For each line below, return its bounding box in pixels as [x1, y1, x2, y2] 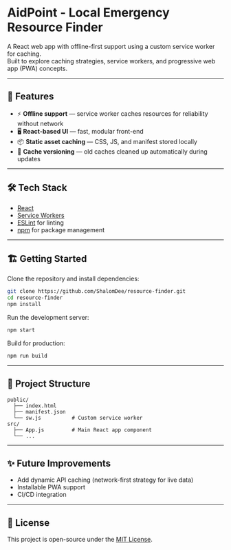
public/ [7, 396, 30, 403]
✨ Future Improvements [7, 457, 111, 469]
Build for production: [7, 339, 65, 347]
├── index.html [13, 402, 57, 409]
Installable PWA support [16, 483, 86, 491]
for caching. [7, 50, 41, 58]
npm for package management [16, 225, 105, 234]
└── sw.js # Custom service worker [13, 414, 143, 421]
